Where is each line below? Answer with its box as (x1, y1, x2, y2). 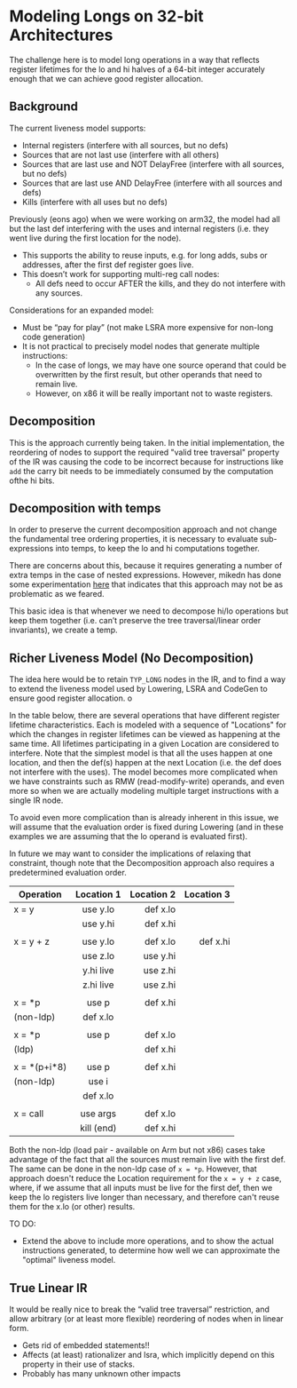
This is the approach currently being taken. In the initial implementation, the (9, 437, 285, 448)
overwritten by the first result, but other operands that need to (35, 369, 262, 379)
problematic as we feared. (9, 589, 105, 599)
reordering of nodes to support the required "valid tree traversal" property (9, 447, 280, 457)
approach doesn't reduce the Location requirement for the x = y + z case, (9, 1173, 282, 1184)
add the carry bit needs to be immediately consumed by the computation (9, 465, 274, 476)
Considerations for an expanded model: (9, 305, 154, 315)
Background (9, 99, 78, 115)
